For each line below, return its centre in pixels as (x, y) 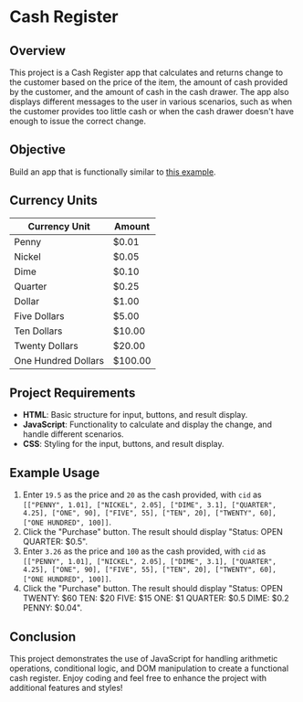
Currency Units (53, 201)
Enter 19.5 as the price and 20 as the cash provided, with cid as (142, 495)
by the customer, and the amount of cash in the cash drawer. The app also (149, 92)
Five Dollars (39, 315)
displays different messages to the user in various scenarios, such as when (151, 101)
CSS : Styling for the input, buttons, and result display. (123, 444)
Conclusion (43, 637)
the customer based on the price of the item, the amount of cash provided (149, 82)
